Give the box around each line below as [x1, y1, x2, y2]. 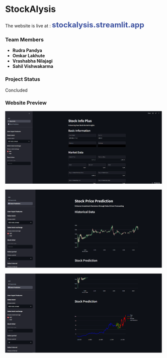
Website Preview [5, 100, 47, 107]
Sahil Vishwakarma [12, 63, 54, 69]
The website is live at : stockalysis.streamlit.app [5, 20, 145, 29]
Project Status [5, 76, 41, 83]
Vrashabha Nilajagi [12, 58, 53, 64]
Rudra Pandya [12, 47, 42, 53]
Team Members [5, 36, 44, 43]
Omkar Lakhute [12, 53, 45, 59]
